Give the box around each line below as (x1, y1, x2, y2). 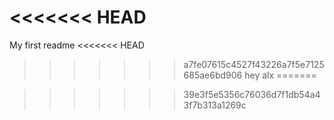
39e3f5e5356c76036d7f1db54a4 (183, 88, 321, 100)
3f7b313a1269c (183, 99, 247, 111)
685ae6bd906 (183, 69, 243, 81)
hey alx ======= (244, 69, 317, 81)
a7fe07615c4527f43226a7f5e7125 (183, 58, 325, 70)
